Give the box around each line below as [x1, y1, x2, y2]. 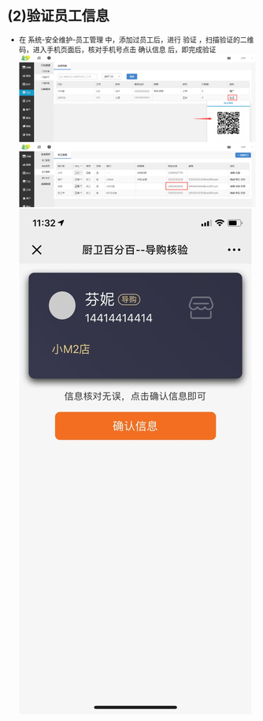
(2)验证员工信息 [7, 7, 109, 25]
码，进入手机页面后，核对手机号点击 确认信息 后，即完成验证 [18, 44, 217, 54]
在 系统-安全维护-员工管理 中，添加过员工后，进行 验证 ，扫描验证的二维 [18, 35, 254, 44]
